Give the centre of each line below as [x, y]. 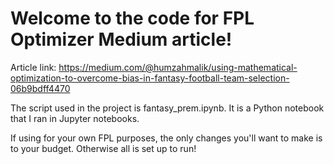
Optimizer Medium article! [121, 39]
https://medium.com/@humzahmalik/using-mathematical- [178, 67]
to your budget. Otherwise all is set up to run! [103, 148]
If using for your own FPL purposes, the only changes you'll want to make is [166, 138]
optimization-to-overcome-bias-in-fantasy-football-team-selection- [150, 78]
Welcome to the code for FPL [132, 18]
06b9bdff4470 [40, 88]
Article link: [33, 67]
